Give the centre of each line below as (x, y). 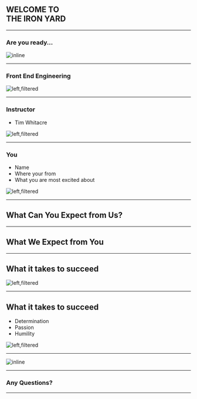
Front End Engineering (39, 76)
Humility (25, 334)
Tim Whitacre (31, 122)
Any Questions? (29, 383)
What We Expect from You (55, 242)
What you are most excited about (55, 180)
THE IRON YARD (36, 19)
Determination (32, 321)
